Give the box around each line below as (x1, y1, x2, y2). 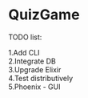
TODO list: (8, 32, 42, 42)
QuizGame (8, 6, 80, 24)
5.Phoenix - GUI (8, 82, 61, 92)
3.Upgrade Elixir (8, 64, 62, 74)
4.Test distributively (8, 73, 74, 83)
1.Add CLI (8, 47, 40, 57)
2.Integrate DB (8, 56, 56, 66)
